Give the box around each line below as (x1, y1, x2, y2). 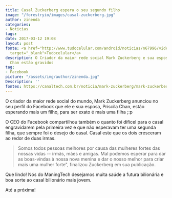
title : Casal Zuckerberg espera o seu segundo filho (5, 7, 120, 13)
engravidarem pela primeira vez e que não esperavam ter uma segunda (5, 124, 156, 130)
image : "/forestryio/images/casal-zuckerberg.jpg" (5, 12, 116, 17)
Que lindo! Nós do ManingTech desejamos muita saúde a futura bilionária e (5, 171, 164, 177)
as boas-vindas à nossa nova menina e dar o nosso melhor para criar (17, 156, 164, 162)
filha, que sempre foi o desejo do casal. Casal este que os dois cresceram (5, 129, 161, 136)
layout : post (5, 41, 33, 46)
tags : (5, 31, 17, 36)
